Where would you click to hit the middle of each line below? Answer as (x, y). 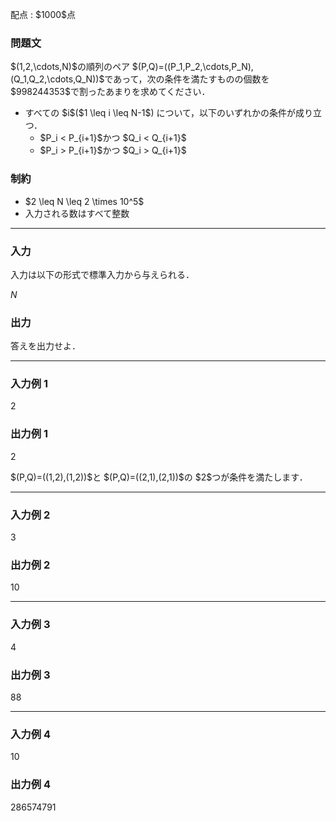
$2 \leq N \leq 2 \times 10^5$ (84, 201)
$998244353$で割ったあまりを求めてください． (110, 92)
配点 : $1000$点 (43, 14)
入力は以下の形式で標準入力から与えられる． (102, 274)
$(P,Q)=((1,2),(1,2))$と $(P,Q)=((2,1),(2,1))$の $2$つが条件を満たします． (159, 477)
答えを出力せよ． (45, 346)
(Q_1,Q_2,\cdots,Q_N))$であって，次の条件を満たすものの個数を (140, 79)
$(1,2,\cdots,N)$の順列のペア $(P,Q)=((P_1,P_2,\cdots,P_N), (132, 67)
